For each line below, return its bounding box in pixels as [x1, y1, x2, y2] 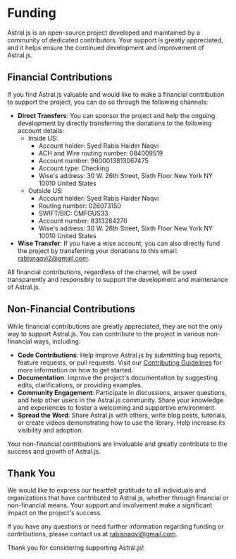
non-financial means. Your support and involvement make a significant [7, 501, 213, 510]
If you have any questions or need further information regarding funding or [7, 522, 224, 531]
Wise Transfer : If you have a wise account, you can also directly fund [17, 239, 221, 247]
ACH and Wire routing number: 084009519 [38, 148, 163, 157]
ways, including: [33, 337, 81, 346]
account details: [17, 126, 65, 135]
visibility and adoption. [17, 425, 83, 434]
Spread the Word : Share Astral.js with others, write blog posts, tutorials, [17, 411, 227, 419]
